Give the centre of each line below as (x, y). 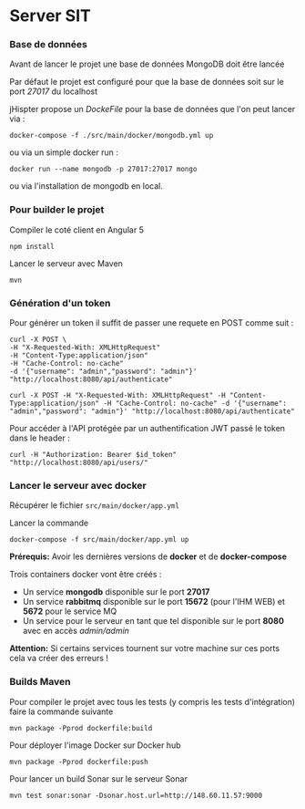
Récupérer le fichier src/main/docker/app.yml (95, 505)
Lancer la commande (49, 523)
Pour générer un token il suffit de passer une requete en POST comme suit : (152, 323)
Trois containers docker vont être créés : (86, 575)
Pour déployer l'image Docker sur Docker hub (95, 745)
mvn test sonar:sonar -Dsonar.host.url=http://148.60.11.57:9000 (136, 795)
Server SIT (50, 16)
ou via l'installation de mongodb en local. (86, 186)
